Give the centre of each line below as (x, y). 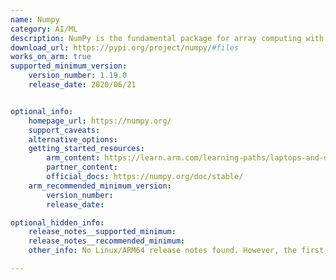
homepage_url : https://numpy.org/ (100, 121)
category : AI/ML (44, 29)
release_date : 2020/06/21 (82, 85)
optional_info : (42, 111)
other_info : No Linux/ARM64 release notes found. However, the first (176, 251)
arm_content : (73, 158)
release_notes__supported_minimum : (102, 232)
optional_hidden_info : (57, 222)
